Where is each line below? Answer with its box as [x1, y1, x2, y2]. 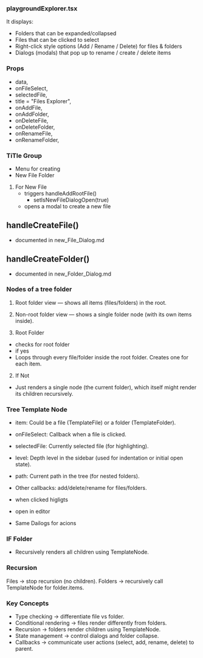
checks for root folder [15, 341, 70, 348]
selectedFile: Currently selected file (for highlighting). [15, 443, 149, 450]
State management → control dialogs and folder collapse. [15, 633, 159, 639]
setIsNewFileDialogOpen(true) [33, 196, 109, 203]
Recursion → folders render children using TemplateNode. [15, 626, 161, 633]
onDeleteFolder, [15, 123, 55, 131]
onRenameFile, [15, 129, 53, 137]
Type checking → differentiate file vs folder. [15, 613, 125, 620]
